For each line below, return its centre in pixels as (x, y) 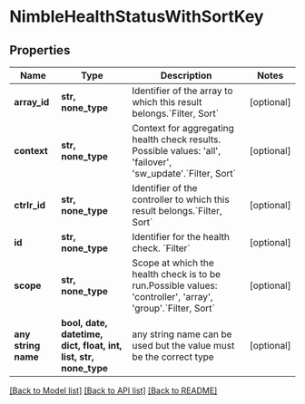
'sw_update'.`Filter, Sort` (184, 173)
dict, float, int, (91, 346)
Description (186, 76)
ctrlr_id (30, 205)
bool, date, (84, 323)
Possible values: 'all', (176, 151)
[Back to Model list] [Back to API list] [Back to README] (113, 390)
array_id (32, 102)
